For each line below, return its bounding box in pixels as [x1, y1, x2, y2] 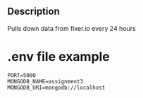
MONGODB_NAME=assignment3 [7, 78, 83, 85]
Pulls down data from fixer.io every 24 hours [7, 24, 136, 32]
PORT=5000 [7, 71, 37, 79]
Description [7, 6, 60, 17]
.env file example [7, 49, 111, 64]
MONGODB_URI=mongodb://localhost [7, 84, 106, 91]
